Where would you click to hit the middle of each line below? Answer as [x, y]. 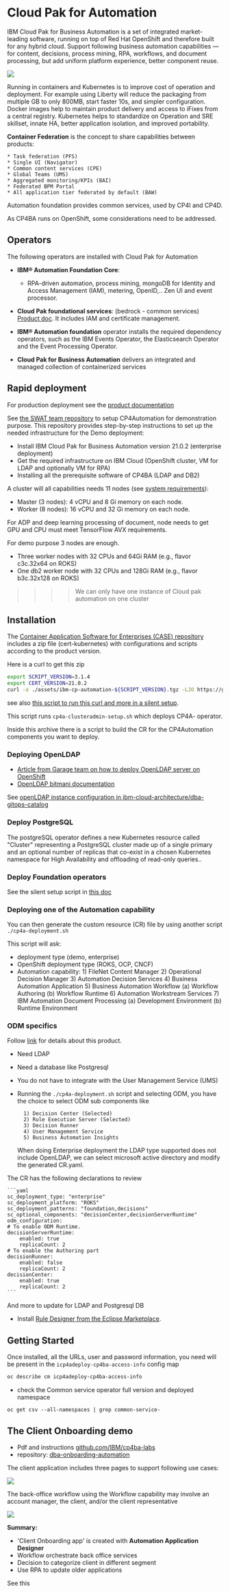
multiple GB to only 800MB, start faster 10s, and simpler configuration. [106, 101]
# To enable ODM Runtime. [44, 1227]
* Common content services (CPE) [55, 168]
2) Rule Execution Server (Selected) [77, 1120]
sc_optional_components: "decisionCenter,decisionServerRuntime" [102, 1215]
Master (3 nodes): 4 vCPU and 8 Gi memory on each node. [100, 501]
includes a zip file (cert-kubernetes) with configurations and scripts [102, 644]
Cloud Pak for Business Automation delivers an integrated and [106, 359]
